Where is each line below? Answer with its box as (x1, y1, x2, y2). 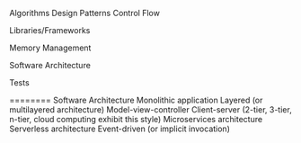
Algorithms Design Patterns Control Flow (9, 8, 160, 18)
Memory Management (9, 42, 92, 53)
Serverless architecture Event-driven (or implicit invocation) (9, 123, 231, 134)
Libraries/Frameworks (9, 25, 91, 35)
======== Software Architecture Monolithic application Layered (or (9, 94, 263, 105)
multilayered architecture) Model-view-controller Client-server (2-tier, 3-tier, (9, 104, 292, 115)
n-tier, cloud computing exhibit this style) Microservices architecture (9, 114, 263, 124)
